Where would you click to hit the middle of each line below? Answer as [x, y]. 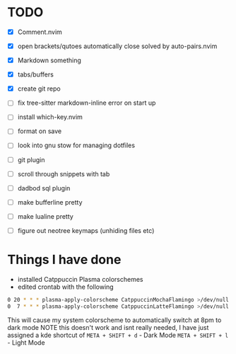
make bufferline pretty [50, 202]
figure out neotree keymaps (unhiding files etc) [86, 230]
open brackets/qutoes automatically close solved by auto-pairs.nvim [117, 46]
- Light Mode [26, 342]
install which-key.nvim [50, 117]
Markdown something [49, 60]
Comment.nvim [40, 32]
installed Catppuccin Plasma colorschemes [80, 279]
